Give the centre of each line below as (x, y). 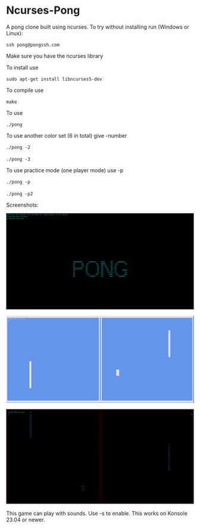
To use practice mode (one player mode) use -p (65, 170)
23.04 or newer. (26, 520)
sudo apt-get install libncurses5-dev (54, 79)
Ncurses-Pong (43, 10)
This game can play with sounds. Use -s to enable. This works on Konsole (97, 514)
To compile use (25, 90)
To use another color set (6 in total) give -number (67, 135)
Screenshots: (22, 205)
